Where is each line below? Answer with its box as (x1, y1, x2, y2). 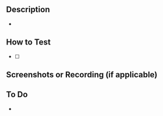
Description (6, 5, 50, 15)
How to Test (6, 37, 51, 47)
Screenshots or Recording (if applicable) (6, 70, 158, 80)
